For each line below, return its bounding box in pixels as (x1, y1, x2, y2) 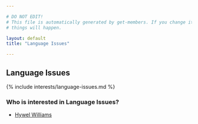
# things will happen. (6, 25, 62, 31)
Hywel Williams (14, 111, 52, 118)
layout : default (6, 35, 46, 41)
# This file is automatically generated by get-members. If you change (6, 19, 186, 25)
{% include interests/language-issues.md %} (6, 83, 115, 90)
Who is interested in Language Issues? (6, 98, 120, 106)
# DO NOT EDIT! (6, 14, 44, 19)
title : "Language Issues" (6, 41, 70, 47)
